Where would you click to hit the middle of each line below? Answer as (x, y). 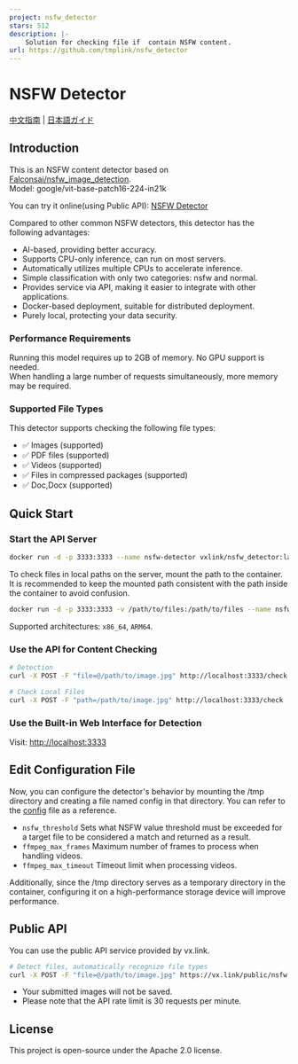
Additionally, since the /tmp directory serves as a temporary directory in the (147, 882)
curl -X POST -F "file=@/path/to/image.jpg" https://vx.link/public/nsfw (149, 975)
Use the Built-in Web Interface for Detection (106, 723)
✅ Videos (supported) (62, 465)
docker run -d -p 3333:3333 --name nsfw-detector (103, 558)
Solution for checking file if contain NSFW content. (129, 42)
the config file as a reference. (63, 810)
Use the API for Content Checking (83, 649)
